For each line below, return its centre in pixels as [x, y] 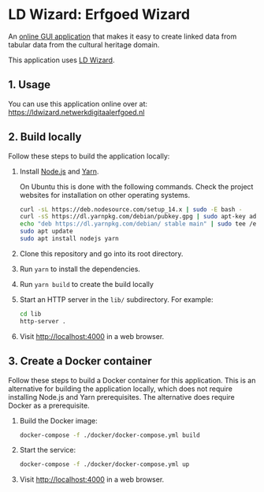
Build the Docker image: [59, 420]
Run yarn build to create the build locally [86, 284]
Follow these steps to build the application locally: [89, 156]
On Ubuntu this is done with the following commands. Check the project [136, 186]
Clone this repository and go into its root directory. [101, 253]
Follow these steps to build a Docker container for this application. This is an [132, 380]
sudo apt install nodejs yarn [69, 239]
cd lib [30, 314]
